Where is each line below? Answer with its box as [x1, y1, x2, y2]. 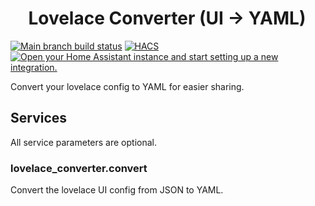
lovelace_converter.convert [10, 161, 148, 175]
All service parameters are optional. [10, 136, 157, 148]
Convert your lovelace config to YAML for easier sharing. [10, 80, 245, 92]
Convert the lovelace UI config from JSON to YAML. [10, 184, 224, 196]
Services [10, 110, 68, 127]
